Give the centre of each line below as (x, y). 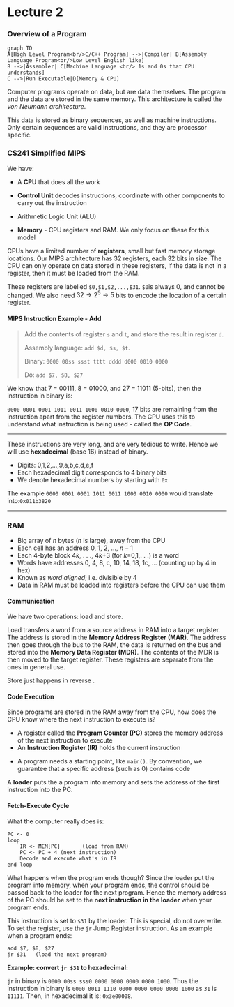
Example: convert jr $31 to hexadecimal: (68, 967)
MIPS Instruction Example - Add (54, 319)
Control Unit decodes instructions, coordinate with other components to (121, 195)
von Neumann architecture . (47, 107)
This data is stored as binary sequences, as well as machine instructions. (112, 120)
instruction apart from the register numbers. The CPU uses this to (101, 417)
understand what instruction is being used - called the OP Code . (100, 424)
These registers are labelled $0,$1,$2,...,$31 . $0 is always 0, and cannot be (116, 286)
